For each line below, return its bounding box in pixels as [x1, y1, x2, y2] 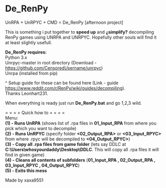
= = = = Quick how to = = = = [5, 110, 65, 116]
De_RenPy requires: [5, 49, 47, 55]
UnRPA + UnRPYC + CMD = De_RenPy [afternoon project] [5, 19, 123, 25]
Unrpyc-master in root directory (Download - [5, 60, 97, 65]
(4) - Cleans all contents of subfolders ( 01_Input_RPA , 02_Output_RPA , [5, 157, 156, 163]
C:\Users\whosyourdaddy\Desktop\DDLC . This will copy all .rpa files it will [5, 146, 159, 152]
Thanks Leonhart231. [5, 90, 49, 96]
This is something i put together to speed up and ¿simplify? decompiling [5, 29, 155, 35]
